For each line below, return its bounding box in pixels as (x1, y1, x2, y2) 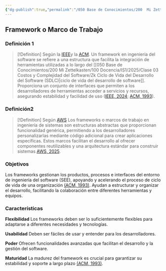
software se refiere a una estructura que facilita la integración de (17, 57, 150, 63)
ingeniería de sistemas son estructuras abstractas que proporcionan (17, 122, 157, 128)
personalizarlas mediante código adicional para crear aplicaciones (17, 133, 153, 138)
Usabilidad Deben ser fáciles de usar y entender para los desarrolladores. (5, 231, 156, 237)
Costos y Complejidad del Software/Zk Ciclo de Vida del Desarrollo (17, 72, 154, 78)
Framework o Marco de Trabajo (5, 26, 103, 34)
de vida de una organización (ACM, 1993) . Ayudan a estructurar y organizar (5, 182, 159, 188)
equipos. (5, 193, 23, 199)
